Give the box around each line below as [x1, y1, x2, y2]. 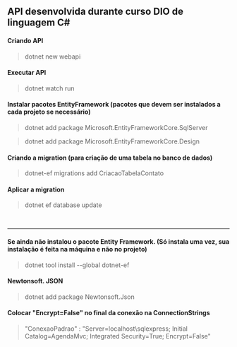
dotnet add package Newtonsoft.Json [24, 293, 135, 301]
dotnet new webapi [24, 52, 81, 61]
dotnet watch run [24, 84, 75, 93]
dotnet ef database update [24, 201, 102, 209]
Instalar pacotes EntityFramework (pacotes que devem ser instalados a [7, 100, 221, 109]
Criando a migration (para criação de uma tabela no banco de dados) [7, 153, 213, 162]
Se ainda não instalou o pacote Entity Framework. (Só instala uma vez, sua [7, 237, 230, 246]
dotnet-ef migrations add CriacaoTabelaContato [24, 169, 164, 177]
